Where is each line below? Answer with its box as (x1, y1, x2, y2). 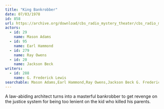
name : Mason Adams (14, 35, 51, 40)
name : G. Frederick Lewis (14, 75, 67, 80)
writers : (5, 66, 23, 71)
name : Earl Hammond (14, 44, 54, 48)
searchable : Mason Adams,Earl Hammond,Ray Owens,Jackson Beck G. (5, 80, 141, 85)
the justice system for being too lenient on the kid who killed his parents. (5, 98, 151, 104)
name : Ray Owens (14, 52, 47, 58)
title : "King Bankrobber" (5, 7, 58, 12)
